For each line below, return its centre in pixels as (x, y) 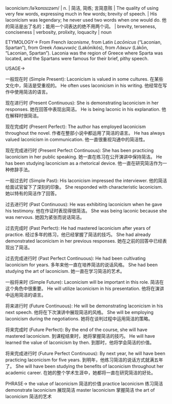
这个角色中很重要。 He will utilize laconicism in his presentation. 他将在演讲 (85, 288)
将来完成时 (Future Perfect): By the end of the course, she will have (77, 329)
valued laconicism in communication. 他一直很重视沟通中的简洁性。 (77, 139)
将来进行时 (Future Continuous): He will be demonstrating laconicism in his (84, 306)
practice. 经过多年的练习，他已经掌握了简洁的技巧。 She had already (78, 234)
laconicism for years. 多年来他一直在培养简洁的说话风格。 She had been (82, 265)
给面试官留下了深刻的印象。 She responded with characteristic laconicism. (84, 187)
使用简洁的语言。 (32, 92)
